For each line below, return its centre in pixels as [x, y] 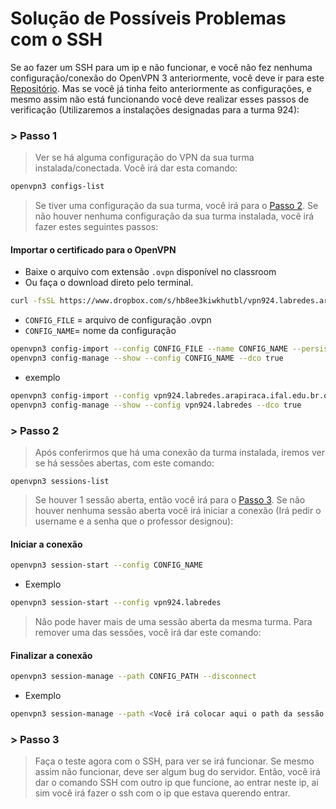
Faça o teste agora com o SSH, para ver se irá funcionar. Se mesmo [174, 761]
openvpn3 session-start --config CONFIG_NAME [106, 565]
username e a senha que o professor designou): [134, 521]
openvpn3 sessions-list [60, 481]
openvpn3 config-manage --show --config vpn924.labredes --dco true [156, 405]
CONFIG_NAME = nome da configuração [100, 331]
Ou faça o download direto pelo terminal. [109, 283]
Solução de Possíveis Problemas [148, 18]
